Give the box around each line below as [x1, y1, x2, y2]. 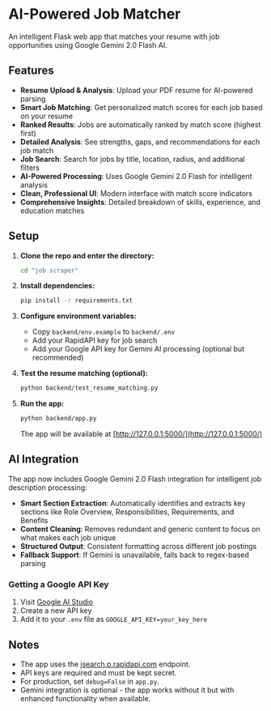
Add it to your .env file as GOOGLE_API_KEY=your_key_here [19, 615, 208, 624]
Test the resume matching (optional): [19, 368, 148, 378]
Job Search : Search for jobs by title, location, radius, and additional [19, 154, 245, 164]
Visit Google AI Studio [19, 597, 94, 607]
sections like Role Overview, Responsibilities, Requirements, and [19, 507, 235, 517]
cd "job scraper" [19, 266, 79, 275]
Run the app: [19, 398, 65, 409]
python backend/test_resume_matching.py [19, 384, 159, 393]
